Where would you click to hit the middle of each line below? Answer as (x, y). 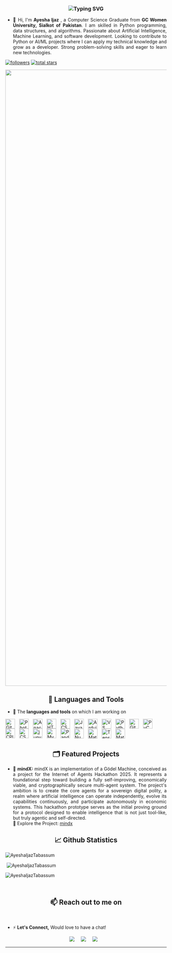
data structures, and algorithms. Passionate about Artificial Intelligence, (90, 31)
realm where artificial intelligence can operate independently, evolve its (90, 796)
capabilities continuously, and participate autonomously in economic (90, 802)
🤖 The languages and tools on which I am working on (69, 712)
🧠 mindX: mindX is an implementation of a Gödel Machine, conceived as (90, 769)
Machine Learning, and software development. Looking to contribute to (90, 36)
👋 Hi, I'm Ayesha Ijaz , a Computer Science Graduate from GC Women (90, 20)
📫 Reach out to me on (86, 902)
